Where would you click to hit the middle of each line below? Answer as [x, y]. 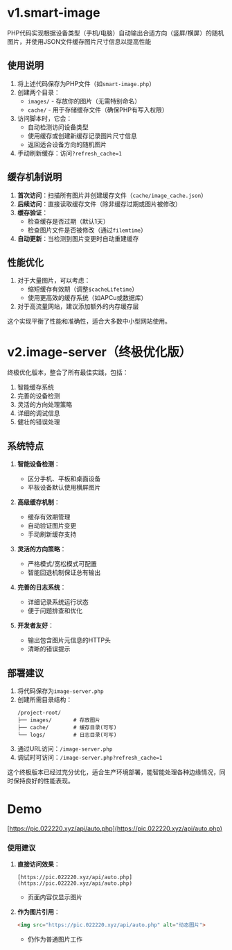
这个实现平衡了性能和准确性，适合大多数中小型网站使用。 [89, 322]
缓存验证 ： [33, 212]
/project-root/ [39, 712]
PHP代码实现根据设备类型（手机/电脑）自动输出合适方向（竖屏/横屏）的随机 [116, 33]
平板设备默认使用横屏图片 [64, 487]
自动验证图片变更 [52, 526]
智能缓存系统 [35, 387]
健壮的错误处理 [38, 422]
